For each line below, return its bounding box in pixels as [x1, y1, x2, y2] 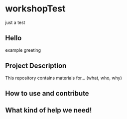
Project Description [5, 62, 67, 70]
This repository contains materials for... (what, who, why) [5, 75, 122, 81]
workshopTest [5, 3, 66, 14]
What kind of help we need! [5, 106, 92, 115]
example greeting [5, 47, 41, 53]
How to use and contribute [5, 89, 89, 98]
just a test [5, 19, 25, 25]
